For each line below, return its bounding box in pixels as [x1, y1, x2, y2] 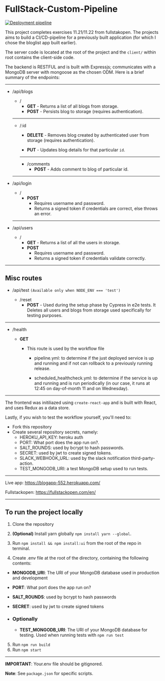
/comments [27, 161, 50, 167]
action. [19, 460, 34, 466]
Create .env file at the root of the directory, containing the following [12, 555, 149, 561]
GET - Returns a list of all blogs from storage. [27, 103, 119, 109]
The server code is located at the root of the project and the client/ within [5, 49, 156, 55]
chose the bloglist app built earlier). [5, 39, 77, 45]
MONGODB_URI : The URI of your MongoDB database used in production [12, 569, 160, 575]
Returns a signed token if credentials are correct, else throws [34, 205, 158, 211]
